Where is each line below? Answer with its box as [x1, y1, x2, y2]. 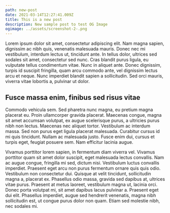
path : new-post [5, 7, 38, 13]
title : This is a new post [5, 17, 62, 22]
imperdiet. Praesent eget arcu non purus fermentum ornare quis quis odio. [5, 165, 161, 171]
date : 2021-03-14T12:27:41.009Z [5, 12, 74, 17]
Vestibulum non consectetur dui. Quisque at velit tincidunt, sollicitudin [5, 170, 151, 176]
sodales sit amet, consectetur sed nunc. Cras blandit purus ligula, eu [5, 57, 149, 63]
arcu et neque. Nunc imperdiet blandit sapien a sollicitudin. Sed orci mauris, [5, 73, 163, 79]
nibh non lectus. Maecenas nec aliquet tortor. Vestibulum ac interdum [5, 123, 151, 129]
